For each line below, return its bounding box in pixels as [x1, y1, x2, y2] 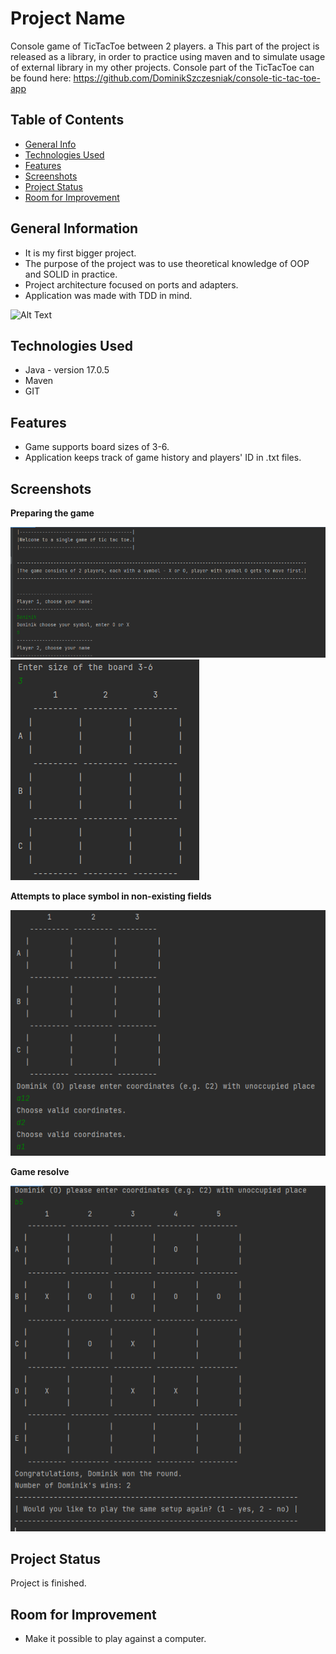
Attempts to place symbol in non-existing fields [10, 890, 212, 902]
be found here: [10, 72, 72, 84]
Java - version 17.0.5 [24, 364, 110, 376]
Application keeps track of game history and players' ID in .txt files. [24, 452, 302, 464]
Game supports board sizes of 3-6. [24, 441, 170, 453]
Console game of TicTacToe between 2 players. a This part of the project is [10, 40, 320, 52]
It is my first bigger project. [24, 247, 137, 259]
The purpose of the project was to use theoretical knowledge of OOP [24, 257, 310, 269]
